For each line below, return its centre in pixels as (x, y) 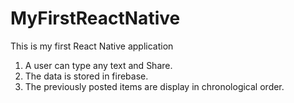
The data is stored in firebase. (86, 76)
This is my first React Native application (92, 46)
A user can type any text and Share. (98, 65)
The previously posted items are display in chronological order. (154, 86)
